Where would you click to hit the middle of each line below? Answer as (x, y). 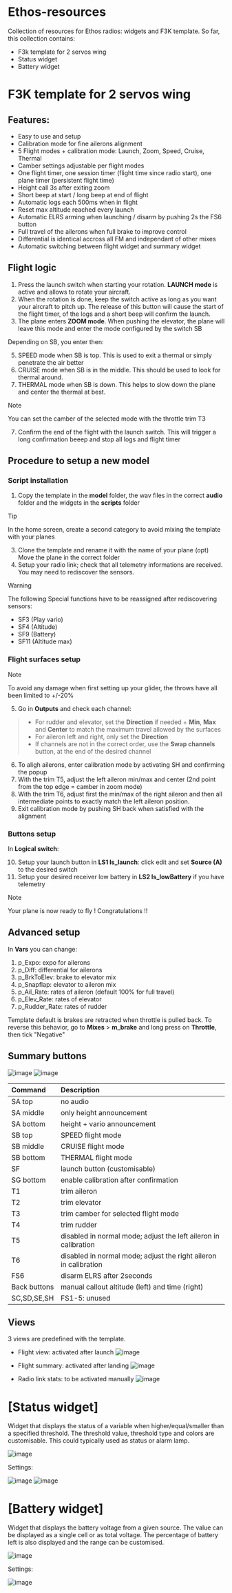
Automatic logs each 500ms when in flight (78, 202)
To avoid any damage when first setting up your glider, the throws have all (113, 688)
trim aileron (79, 1191)
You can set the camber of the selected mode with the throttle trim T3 (107, 419)
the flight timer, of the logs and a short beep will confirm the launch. (114, 314)
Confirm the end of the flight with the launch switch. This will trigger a (117, 432)
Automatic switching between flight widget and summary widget (109, 246)
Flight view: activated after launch (66, 1352)
